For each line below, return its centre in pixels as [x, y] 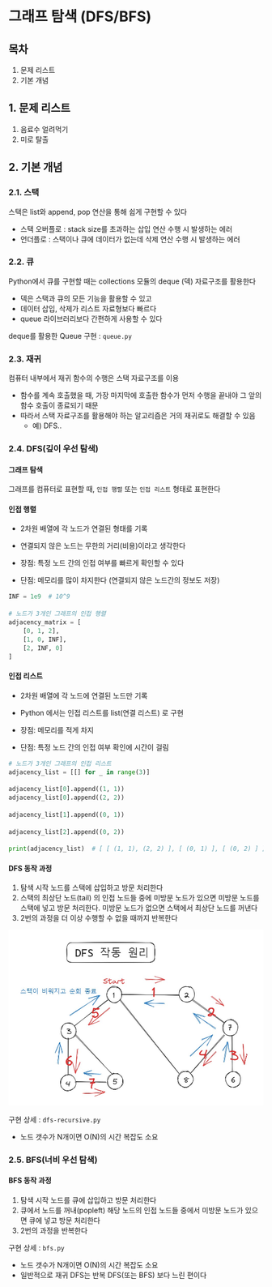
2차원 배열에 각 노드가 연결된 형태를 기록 [84, 528]
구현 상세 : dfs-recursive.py [55, 1119]
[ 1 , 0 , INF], [45, 639]
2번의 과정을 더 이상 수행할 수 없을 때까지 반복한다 [99, 918]
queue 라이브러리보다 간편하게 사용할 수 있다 [91, 319]
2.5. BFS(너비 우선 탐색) [53, 1160]
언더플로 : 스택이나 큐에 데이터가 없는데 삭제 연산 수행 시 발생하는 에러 [130, 239]
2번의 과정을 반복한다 [54, 1230]
